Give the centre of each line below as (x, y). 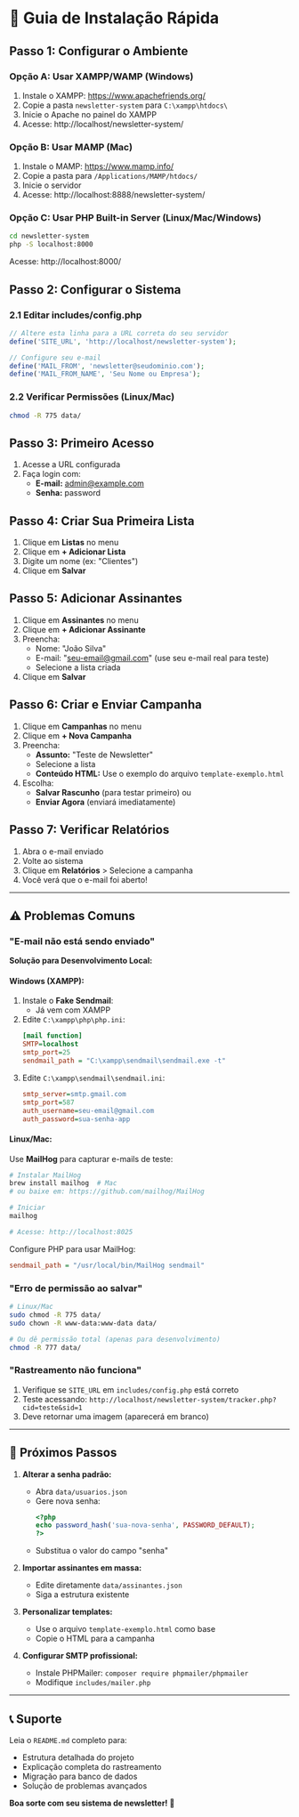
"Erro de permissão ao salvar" (76, 1288)
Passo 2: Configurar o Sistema (95, 290)
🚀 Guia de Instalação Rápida (114, 18)
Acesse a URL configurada (71, 464)
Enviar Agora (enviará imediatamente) (105, 802)
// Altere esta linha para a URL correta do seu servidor (119, 333)
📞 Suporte (36, 1719)
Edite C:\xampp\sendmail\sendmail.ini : (93, 1078)
